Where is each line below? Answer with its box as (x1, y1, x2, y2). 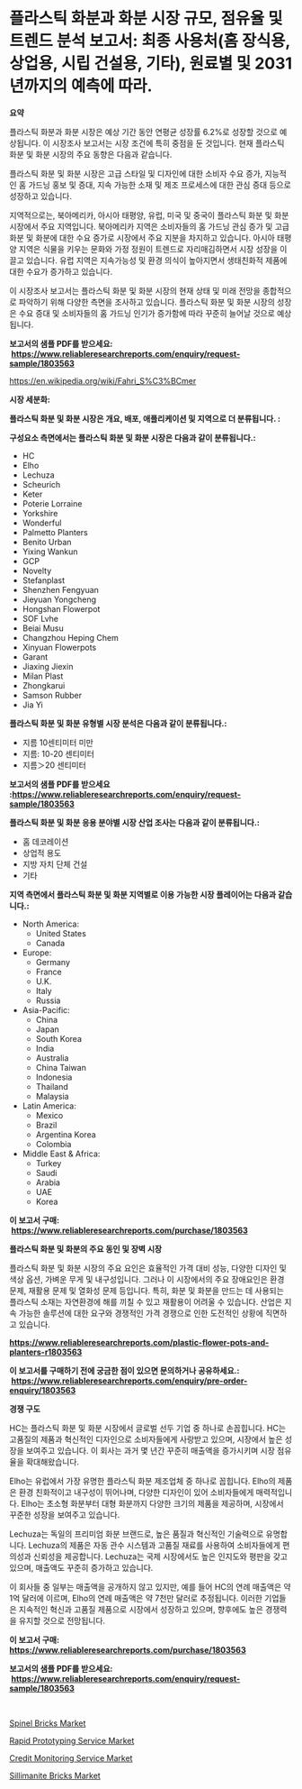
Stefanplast (22, 574, 66, 586)
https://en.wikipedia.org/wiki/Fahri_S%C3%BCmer (9, 375, 197, 386)
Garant (22, 651, 49, 662)
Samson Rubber (22, 689, 83, 700)
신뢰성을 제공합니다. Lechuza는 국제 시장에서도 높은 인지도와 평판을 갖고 (32, 1551, 288, 1562)
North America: (22, 918, 79, 929)
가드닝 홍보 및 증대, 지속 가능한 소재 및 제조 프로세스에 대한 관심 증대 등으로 (28, 179, 292, 190)
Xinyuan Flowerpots (22, 642, 97, 653)
